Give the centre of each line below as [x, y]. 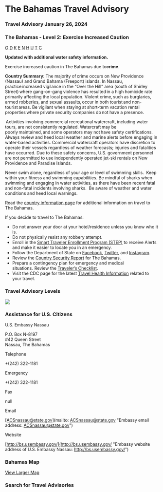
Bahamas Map [22, 462]
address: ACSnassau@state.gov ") [39, 425]
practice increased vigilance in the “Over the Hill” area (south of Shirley [76, 87]
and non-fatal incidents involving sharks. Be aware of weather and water [78, 188]
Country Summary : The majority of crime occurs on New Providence [74, 76]
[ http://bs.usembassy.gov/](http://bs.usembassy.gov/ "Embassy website [78, 444]
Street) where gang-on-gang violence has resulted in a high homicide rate [79, 92]
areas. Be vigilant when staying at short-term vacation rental [79, 107]
